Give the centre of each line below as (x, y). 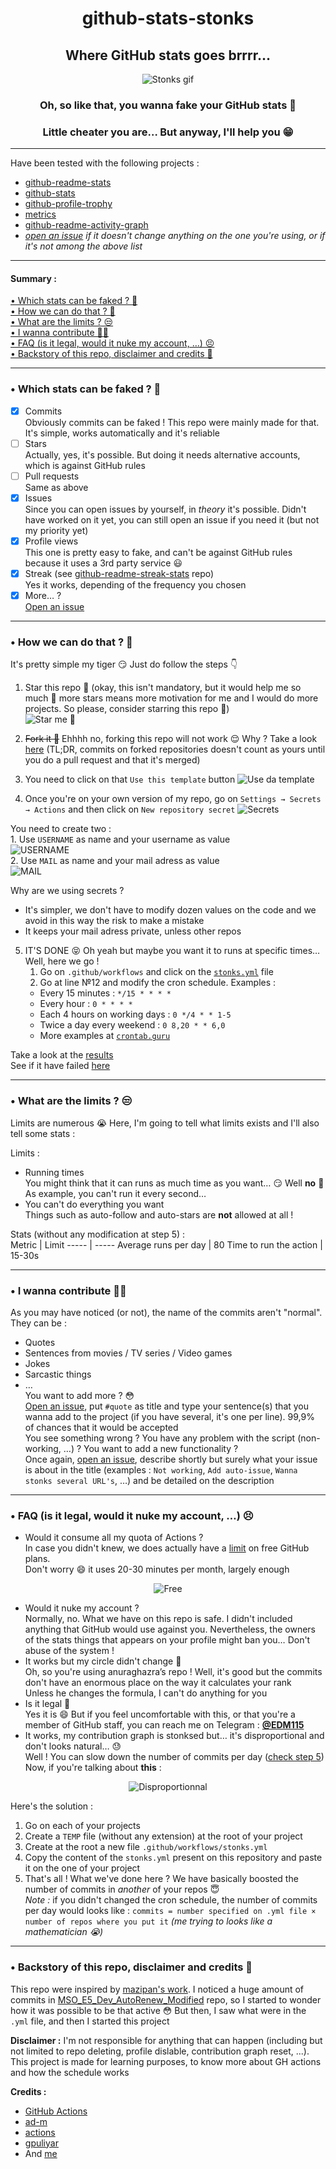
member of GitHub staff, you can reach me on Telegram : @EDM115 (164, 1725)
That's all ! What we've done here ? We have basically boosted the (161, 1879)
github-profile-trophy (68, 204)
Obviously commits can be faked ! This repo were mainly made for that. (172, 422)
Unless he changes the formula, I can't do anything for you (146, 1693)
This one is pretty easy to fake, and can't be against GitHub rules (158, 553)
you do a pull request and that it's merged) (112, 760)
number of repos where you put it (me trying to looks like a (148, 1921)
